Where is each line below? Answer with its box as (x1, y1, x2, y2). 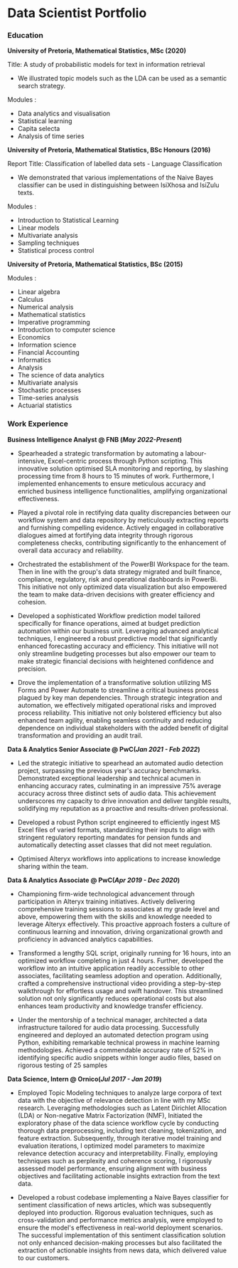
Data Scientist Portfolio (7, 5, 147, 21)
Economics (17, 333, 51, 342)
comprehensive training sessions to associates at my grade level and (17, 904, 220, 913)
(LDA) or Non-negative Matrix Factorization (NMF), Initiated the (17, 1111, 203, 1119)
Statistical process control (17, 246, 94, 255)
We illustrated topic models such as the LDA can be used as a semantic (17, 74, 227, 83)
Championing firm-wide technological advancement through (17, 889, 195, 898)
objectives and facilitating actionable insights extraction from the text (17, 1171, 220, 1180)
